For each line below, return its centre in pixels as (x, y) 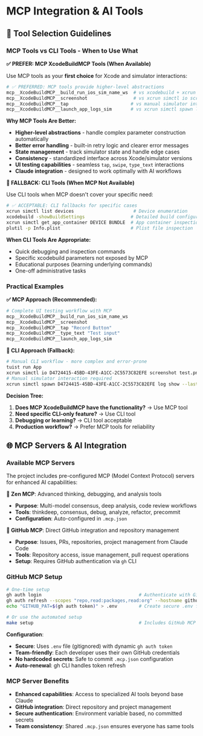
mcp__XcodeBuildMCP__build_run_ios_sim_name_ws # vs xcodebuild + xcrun (101, 92)
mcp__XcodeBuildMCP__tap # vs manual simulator (97, 104)
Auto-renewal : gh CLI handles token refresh (70, 665)
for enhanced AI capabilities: (42, 482)
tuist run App (24, 367)
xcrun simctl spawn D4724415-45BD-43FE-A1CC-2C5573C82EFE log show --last (102, 384)
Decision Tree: (25, 395)
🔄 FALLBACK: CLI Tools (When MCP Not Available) (70, 183)
